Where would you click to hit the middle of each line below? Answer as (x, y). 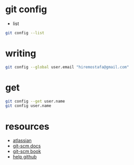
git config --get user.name (35, 101)
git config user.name (28, 106)
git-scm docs (27, 146)
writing (21, 53)
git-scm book (27, 151)
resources (27, 126)
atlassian (22, 140)
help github (25, 157)
